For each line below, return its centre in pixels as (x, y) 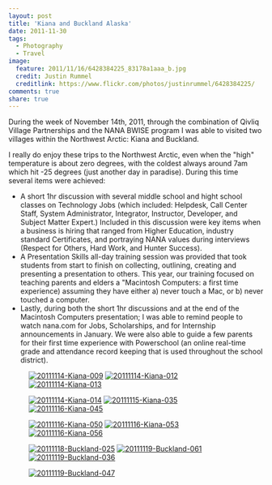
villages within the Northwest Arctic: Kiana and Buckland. (104, 139)
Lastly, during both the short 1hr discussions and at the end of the (130, 308)
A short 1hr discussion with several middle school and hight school (131, 196)
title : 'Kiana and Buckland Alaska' (70, 24)
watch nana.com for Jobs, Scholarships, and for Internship (118, 326)
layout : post (30, 16)
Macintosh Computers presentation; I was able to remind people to (131, 317)
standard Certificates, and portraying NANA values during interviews (135, 239)
